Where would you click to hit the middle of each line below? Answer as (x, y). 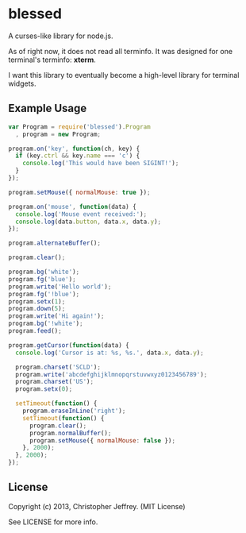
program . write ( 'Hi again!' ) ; (56, 316)
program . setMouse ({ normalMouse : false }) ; (102, 440)
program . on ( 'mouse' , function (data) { (72, 207)
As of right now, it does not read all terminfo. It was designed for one (120, 51)
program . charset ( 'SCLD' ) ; (58, 367)
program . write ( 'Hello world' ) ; (60, 287)
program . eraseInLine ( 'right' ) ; (74, 411)
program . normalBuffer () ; (70, 433)
